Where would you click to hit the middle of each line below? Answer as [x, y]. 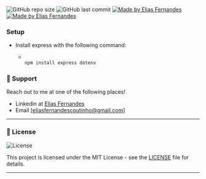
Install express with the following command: [71, 45]
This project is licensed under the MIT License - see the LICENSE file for [97, 157]
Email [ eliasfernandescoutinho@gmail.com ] [70, 110]
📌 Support [22, 78]
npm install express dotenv [60, 63]
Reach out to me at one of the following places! [66, 92]
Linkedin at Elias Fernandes [50, 104]
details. [16, 164]
